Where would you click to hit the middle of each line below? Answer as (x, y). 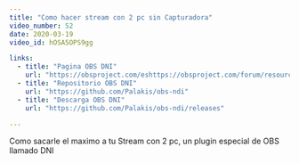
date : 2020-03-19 (41, 34)
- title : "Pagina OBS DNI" (67, 67)
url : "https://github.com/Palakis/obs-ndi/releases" (125, 108)
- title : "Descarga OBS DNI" (71, 100)
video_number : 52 (41, 26)
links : (21, 59)
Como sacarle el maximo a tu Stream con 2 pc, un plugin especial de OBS (145, 141)
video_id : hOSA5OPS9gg (51, 42)
